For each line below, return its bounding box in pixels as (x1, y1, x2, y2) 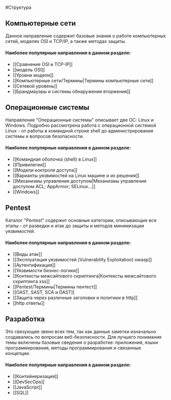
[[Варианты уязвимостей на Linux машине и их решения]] (12, 172, 140, 179)
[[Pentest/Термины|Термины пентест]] (12, 284, 97, 290)
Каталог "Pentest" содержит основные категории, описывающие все (5, 217, 157, 223)
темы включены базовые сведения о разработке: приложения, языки (5, 339, 158, 345)
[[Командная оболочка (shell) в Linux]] (12, 156, 97, 163)
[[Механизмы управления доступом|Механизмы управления (12, 178, 147, 184)
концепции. (5, 350, 31, 356)
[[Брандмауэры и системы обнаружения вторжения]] (12, 88, 131, 95)
